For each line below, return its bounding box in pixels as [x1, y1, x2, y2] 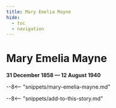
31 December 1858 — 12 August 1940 [6, 72, 101, 79]
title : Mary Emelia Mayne [6, 8, 71, 15]
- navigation [11, 25, 44, 32]
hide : [6, 14, 20, 21]
